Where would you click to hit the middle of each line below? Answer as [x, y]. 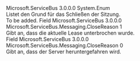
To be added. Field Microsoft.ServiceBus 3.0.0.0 [64, 21]
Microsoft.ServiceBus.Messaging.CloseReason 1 [64, 27]
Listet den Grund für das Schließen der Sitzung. [63, 14]
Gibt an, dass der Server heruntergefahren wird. [64, 52]
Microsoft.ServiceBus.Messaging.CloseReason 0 [65, 45]
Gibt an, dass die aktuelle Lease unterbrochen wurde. [71, 33]
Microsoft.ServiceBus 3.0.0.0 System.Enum [58, 8]
